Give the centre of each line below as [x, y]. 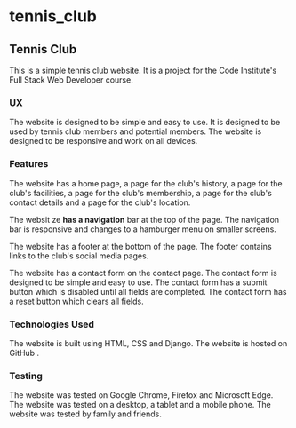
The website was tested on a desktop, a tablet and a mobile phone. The [140, 405]
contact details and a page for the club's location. [100, 202]
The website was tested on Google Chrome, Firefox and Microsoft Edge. [141, 395]
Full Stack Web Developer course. [71, 80]
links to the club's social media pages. [79, 256]
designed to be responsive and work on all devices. [104, 141]
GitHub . [24, 353]
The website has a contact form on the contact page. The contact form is [143, 273]
